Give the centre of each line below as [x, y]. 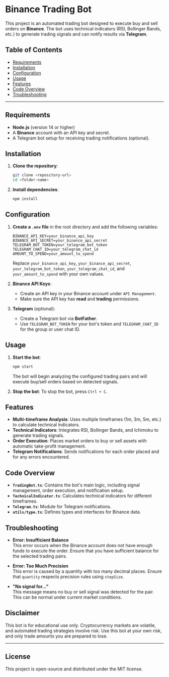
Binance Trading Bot [49, 9]
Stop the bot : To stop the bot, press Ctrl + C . [60, 391]
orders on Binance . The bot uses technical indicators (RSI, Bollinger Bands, [83, 28]
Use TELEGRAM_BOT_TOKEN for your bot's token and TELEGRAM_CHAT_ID [89, 324]
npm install [25, 199]
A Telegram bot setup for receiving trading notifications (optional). [81, 138]
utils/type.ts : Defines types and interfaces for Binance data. [77, 512]
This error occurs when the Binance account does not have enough [82, 545]
